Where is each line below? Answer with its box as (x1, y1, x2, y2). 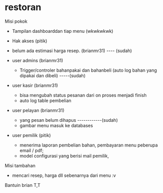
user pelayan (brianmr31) (12, 107, 65, 113)
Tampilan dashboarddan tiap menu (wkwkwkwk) (12, 28, 113, 34)
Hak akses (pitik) (12, 37, 48, 44)
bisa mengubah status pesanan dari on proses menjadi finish (19, 92, 147, 98)
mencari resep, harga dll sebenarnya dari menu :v (12, 172, 116, 178)
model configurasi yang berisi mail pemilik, (19, 153, 109, 159)
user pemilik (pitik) (12, 132, 51, 138)
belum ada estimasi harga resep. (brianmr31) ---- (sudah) (12, 47, 132, 54)
